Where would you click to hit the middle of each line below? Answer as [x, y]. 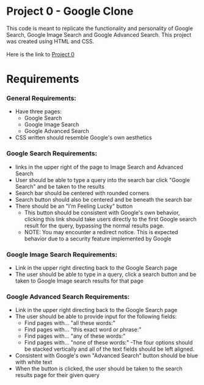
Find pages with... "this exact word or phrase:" [83, 330]
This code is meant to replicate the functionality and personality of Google [100, 28]
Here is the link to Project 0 [41, 54]
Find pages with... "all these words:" [70, 323]
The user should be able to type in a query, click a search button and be [106, 275]
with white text [34, 362]
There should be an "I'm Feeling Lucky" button [74, 206]
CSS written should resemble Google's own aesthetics [84, 138]
